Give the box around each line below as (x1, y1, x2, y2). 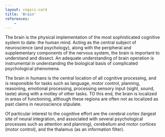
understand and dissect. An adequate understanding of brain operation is (5, 55, 154, 61)
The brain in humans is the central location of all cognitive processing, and (5, 75, 157, 81)
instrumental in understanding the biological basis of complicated (5, 60, 138, 66)
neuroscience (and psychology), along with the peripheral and (5, 45, 132, 51)
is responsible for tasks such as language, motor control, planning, (5, 81, 140, 86)
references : (5, 16, 30, 21)
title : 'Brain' (5, 12, 36, 17)
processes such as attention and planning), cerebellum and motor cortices (5, 121, 156, 127)
